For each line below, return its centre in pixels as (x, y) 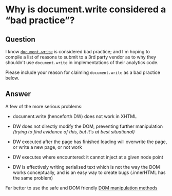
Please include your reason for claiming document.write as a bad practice (83, 72)
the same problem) (33, 178)
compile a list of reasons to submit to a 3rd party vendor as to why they (81, 57)
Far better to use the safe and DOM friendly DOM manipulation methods (81, 188)
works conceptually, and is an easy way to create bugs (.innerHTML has (89, 172)
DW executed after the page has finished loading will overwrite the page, (90, 142)
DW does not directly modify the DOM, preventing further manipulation (88, 126)
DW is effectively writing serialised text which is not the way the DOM (86, 167)
